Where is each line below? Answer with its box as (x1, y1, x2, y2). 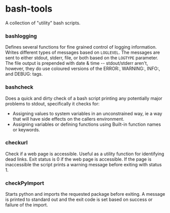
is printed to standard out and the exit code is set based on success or (5, 196, 153, 203)
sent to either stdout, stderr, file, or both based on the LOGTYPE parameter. (5, 55, 158, 61)
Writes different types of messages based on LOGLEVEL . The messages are (5, 49, 160, 56)
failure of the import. (5, 202, 48, 208)
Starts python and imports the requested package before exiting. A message (5, 191, 165, 197)
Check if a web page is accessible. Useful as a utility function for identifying (5, 151, 164, 157)
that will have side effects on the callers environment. (12, 116, 124, 122)
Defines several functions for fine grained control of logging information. (5, 44, 157, 50)
